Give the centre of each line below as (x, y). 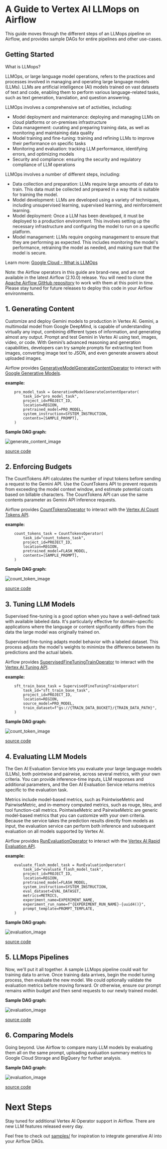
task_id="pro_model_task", (51, 396)
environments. (20, 293)
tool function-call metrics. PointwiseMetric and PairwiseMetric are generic (82, 810)
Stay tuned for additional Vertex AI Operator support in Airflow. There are (80, 1121)
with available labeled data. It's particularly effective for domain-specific (80, 622)
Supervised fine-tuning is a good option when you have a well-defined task (83, 616)
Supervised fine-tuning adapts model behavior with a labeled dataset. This (82, 642)
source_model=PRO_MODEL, (49, 704)
